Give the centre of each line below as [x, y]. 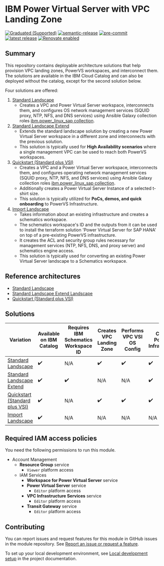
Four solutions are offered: [32, 90]
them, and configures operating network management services [83, 173]
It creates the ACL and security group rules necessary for [77, 240]
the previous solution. [41, 141]
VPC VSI [133, 337]
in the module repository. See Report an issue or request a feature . [72, 544]
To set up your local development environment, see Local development [76, 553]
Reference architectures [43, 277]
